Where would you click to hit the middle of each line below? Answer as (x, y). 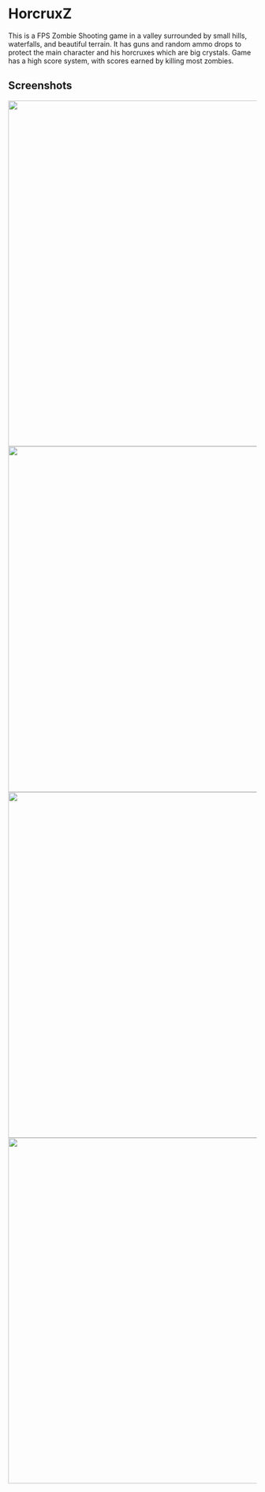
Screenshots (40, 86)
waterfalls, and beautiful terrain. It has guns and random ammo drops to (125, 43)
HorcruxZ (40, 14)
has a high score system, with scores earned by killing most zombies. (121, 61)
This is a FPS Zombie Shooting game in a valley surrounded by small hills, (127, 36)
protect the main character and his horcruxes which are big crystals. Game (130, 52)
